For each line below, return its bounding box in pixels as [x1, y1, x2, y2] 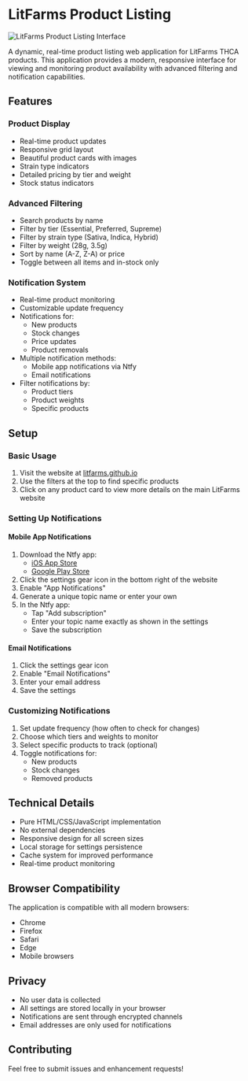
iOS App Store [31, 558, 78, 568]
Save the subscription [31, 625, 102, 635]
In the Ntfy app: [19, 600, 71, 609]
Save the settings [19, 686, 76, 695]
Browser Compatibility [8, 882, 120, 895]
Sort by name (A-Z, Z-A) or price [19, 249, 126, 258]
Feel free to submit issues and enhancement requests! [8, 1064, 184, 1073]
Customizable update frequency [19, 303, 124, 313]
